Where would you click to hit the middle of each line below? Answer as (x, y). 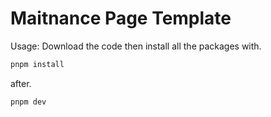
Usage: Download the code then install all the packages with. (136, 46)
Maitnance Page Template (121, 18)
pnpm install (37, 64)
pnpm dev (28, 102)
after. (21, 83)
